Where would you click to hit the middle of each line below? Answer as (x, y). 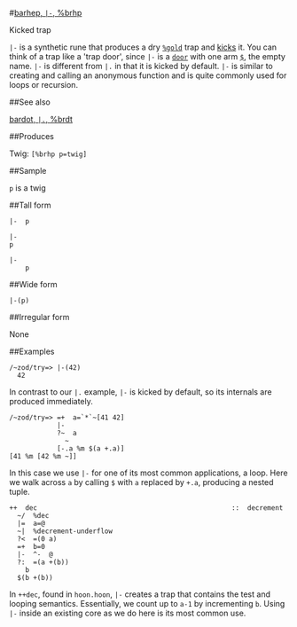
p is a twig (27, 188)
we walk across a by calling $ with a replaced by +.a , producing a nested (141, 482)
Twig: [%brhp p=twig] (48, 153)
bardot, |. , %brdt (41, 119)
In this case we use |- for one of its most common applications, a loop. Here (148, 473)
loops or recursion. (43, 85)
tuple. (20, 492)
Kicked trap (30, 30)
